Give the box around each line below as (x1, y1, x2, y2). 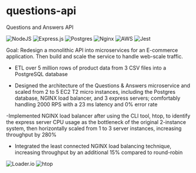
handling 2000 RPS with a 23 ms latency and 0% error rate (14, 100, 158, 107)
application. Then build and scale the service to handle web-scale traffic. (6, 53, 184, 60)
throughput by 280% (6, 131, 57, 138)
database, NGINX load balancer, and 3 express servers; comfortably (14, 94, 181, 102)
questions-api (6, 4, 77, 18)
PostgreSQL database (14, 70, 68, 77)
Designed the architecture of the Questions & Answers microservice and (14, 81, 190, 89)
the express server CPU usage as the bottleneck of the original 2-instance (6, 118, 187, 125)
